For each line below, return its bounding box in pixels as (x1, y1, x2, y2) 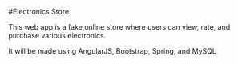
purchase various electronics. (8, 31, 107, 40)
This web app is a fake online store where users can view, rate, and (8, 22, 231, 31)
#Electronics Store (8, 7, 70, 16)
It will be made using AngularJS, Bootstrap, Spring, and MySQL (8, 46, 216, 55)
